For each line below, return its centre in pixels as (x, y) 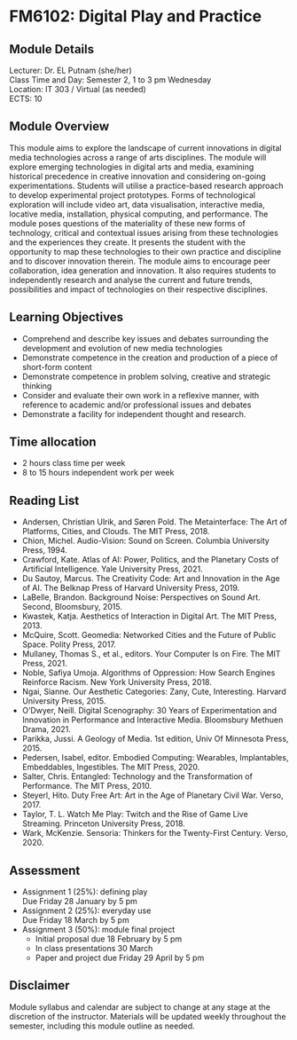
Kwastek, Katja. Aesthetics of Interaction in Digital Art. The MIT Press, (149, 616)
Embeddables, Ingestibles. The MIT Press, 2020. (111, 767)
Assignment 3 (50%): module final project (98, 930)
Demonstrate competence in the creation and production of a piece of (150, 358)
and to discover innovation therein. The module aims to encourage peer (140, 261)
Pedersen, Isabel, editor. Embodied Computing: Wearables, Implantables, (155, 758)
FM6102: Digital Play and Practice (136, 16)
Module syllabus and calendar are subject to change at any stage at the (140, 1007)
